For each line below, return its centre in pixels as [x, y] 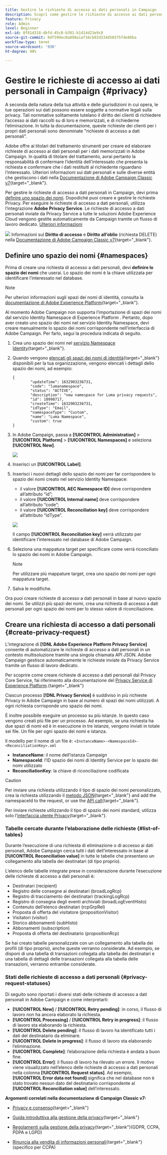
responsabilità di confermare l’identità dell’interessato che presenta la [77, 162]
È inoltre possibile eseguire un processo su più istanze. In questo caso [77, 716]
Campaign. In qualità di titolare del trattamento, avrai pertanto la [70, 157]
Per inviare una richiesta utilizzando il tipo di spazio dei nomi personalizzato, [83, 790]
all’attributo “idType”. [41, 515]
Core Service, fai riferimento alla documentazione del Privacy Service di [79, 680]
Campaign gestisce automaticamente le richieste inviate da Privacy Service [82, 660]
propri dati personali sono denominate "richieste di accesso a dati [73, 131]
